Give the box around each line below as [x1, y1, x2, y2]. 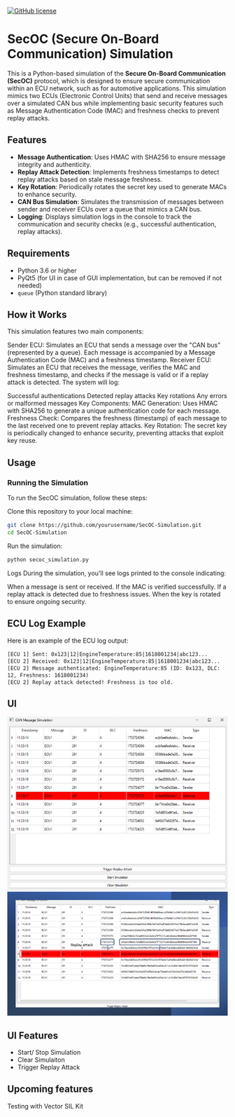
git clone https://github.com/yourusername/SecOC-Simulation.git [7, 522, 201, 529]
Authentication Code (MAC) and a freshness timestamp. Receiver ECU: [7, 356, 212, 364]
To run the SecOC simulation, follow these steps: [7, 494, 148, 502]
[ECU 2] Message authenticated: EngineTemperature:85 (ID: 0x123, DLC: [7, 664, 220, 672]
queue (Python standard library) [17, 288, 108, 297]
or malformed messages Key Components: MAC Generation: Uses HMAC [7, 399, 218, 408]
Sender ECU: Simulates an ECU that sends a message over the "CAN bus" [7, 341, 221, 350]
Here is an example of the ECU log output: [7, 636, 129, 645]
